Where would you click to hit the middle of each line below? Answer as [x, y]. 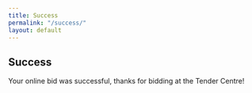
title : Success [33, 15]
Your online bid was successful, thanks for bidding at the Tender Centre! [126, 81]
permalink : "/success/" [48, 23]
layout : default [35, 30]
